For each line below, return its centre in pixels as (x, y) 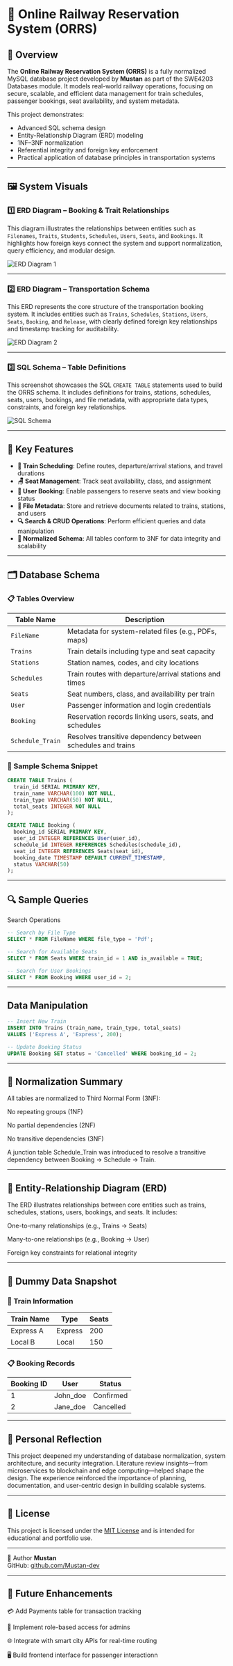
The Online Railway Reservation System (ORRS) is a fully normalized (107, 71)
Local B (23, 1342)
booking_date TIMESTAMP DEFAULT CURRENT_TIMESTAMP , (90, 858)
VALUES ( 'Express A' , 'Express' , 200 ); (65, 1034)
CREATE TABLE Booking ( (42, 825)
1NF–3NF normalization (50, 143)
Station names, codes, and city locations (133, 663)
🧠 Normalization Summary (65, 1081)
